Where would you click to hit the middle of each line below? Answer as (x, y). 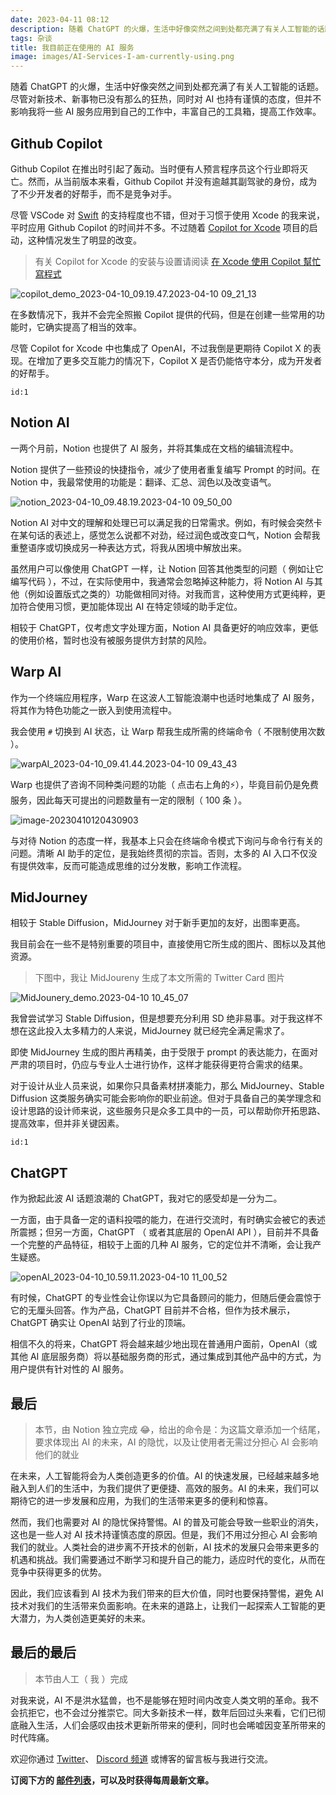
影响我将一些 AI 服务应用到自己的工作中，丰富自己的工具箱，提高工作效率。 (166, 112)
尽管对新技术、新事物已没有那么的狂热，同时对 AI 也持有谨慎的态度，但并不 (166, 99)
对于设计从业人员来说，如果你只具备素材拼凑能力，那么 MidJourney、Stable (167, 1086)
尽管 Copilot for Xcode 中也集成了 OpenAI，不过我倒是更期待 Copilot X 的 (161, 348)
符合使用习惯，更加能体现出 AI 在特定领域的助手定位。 (130, 606)
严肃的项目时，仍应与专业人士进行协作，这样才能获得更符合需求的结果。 (159, 1065)
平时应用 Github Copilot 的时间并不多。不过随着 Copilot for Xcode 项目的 (160, 227)
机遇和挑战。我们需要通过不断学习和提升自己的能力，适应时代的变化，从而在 (168, 1559)
